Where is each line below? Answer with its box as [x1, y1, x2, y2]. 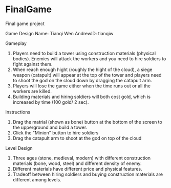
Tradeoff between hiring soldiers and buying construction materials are [12, 171, 163, 177]
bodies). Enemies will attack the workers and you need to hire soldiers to [12, 55, 166, 62]
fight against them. [12, 61, 53, 67]
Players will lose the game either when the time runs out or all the [12, 83, 151, 89]
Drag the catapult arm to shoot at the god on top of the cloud [12, 135, 142, 141]
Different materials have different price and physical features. [12, 166, 142, 172]
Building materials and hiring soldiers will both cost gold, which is [12, 93, 151, 100]
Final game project [5, 20, 45, 27]
